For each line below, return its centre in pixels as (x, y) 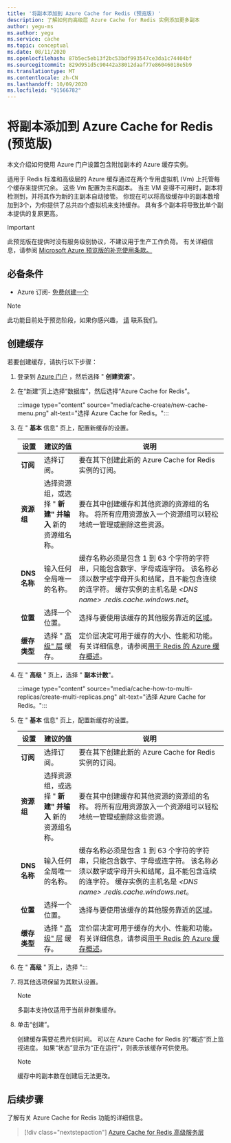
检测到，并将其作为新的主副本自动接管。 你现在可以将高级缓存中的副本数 (110, 197)
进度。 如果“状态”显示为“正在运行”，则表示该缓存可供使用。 (108, 1047)
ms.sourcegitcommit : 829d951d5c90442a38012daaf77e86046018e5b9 (100, 65)
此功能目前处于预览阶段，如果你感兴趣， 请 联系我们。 (84, 320)
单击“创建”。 (35, 1024)
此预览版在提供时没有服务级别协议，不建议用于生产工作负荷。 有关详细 (107, 241)
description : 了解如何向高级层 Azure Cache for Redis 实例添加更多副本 (103, 20)
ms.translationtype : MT (41, 71)
